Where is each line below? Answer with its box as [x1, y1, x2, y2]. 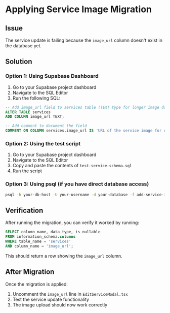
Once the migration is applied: [5, 281, 68, 287]
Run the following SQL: [12, 95, 61, 101]
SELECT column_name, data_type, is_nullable [5, 230, 101, 235]
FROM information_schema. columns [5, 234, 76, 239]
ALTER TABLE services [5, 109, 51, 115]
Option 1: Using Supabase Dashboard [5, 73, 99, 80]
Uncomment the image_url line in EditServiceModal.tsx [12, 291, 128, 297]
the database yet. [5, 43, 42, 49]
